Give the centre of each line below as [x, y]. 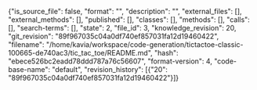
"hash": [166, 53]
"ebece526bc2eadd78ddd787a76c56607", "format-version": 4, [110, 61]
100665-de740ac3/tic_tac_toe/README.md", [80, 53]
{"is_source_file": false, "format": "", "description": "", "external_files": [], [125, 11]
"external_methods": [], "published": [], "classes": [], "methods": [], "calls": [129, 20]
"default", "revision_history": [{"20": [110, 69]
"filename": [26, 45]
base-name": [29, 69]
